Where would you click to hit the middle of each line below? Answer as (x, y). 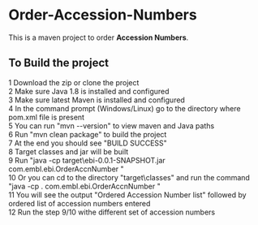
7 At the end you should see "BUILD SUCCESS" (88, 143)
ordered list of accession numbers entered (80, 203)
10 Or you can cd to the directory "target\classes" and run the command (129, 177)
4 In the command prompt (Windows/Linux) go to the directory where (125, 108)
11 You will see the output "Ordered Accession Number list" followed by (127, 195)
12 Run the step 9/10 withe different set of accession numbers (112, 212)
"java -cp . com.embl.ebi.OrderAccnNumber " (84, 186)
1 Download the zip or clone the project (74, 82)
